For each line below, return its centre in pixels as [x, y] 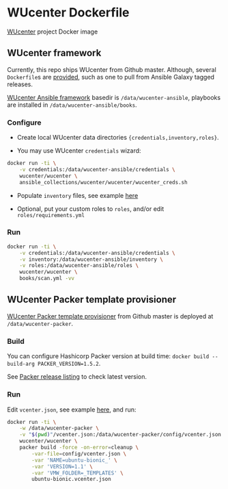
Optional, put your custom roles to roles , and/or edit [90, 209]
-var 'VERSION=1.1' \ [62, 466]
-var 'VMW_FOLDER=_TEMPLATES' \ [78, 473]
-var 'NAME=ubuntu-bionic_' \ [74, 460]
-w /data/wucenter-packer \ [59, 428]
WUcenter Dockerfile [68, 13]
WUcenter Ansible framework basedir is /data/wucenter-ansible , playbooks [114, 97]
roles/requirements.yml [51, 215]
